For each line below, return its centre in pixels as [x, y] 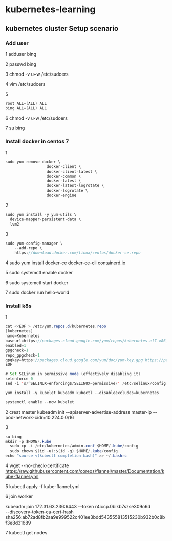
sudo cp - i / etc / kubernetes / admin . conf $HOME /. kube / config [74, 446]
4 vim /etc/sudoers [25, 84]
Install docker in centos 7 [37, 141]
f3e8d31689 [18, 523]
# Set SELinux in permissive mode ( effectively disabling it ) [73, 374]
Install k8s [18, 306]
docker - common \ [64, 176]
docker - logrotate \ [67, 191]
